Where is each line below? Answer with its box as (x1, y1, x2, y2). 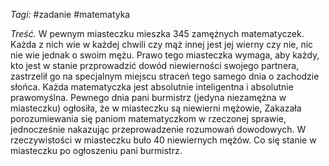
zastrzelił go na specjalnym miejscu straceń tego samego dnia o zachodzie (10, 70, 320, 82)
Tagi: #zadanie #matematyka (10, 9, 131, 20)
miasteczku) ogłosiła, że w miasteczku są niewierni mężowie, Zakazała (10, 102, 302, 114)
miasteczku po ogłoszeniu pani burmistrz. (10, 145, 183, 156)
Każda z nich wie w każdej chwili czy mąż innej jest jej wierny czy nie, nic (10, 39, 314, 50)
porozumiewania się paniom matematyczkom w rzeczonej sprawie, (10, 113, 287, 124)
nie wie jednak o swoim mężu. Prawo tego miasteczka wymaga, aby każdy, (10, 49, 320, 61)
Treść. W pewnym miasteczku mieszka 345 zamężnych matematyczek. (10, 28, 305, 39)
